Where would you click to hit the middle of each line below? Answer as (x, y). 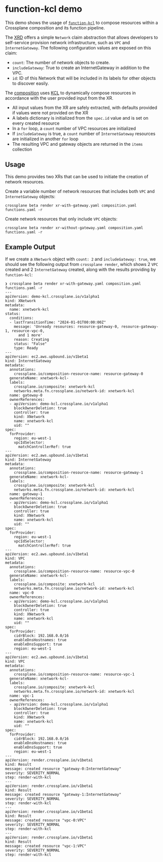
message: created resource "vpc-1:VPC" (46, 846)
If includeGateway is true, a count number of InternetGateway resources (84, 133)
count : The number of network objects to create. (61, 62)
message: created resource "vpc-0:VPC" (46, 820)
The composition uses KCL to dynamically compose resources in (70, 93)
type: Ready (26, 348)
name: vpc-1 (22, 696)
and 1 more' (30, 335)
